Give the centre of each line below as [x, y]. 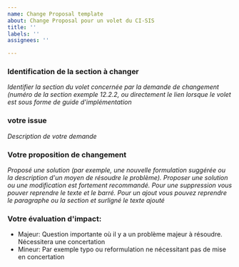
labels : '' [24, 34]
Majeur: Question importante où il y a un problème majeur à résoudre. [120, 234]
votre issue [27, 120]
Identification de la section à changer [73, 72]
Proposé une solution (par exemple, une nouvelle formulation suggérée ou [117, 170]
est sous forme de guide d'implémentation [70, 102]
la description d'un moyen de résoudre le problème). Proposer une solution [118, 178]
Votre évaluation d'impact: [55, 219]
